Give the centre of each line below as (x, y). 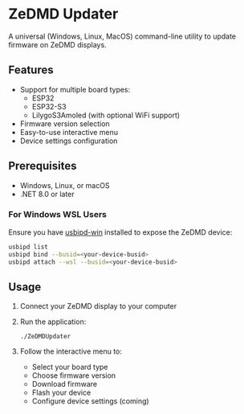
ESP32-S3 (49, 106)
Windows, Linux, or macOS (65, 185)
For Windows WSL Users (57, 215)
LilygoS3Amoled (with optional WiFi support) (106, 115)
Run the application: (53, 322)
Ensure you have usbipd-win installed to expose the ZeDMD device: (120, 232)
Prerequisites (43, 166)
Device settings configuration (69, 141)
